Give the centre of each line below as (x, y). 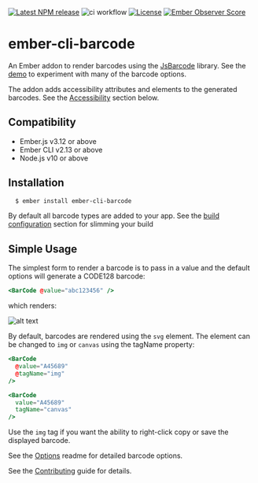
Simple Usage (43, 249)
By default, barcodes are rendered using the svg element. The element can (129, 336)
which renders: (33, 306)
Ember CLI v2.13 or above (61, 149)
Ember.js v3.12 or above (58, 141)
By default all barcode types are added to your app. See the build (114, 216)
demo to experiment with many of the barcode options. (98, 74)
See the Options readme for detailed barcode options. (96, 455)
